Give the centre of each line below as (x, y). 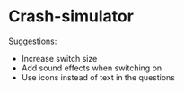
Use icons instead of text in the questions (98, 77)
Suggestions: (33, 41)
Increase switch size (59, 58)
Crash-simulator (71, 17)
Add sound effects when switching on (92, 68)
